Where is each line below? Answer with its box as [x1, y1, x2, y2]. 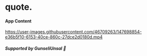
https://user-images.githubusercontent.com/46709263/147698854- [5, 29, 142, 35]
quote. [5, 1, 33, 13]
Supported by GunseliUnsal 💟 [5, 45, 66, 51]
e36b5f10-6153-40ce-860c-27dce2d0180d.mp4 [5, 34, 103, 40]
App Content [5, 18, 32, 24]
